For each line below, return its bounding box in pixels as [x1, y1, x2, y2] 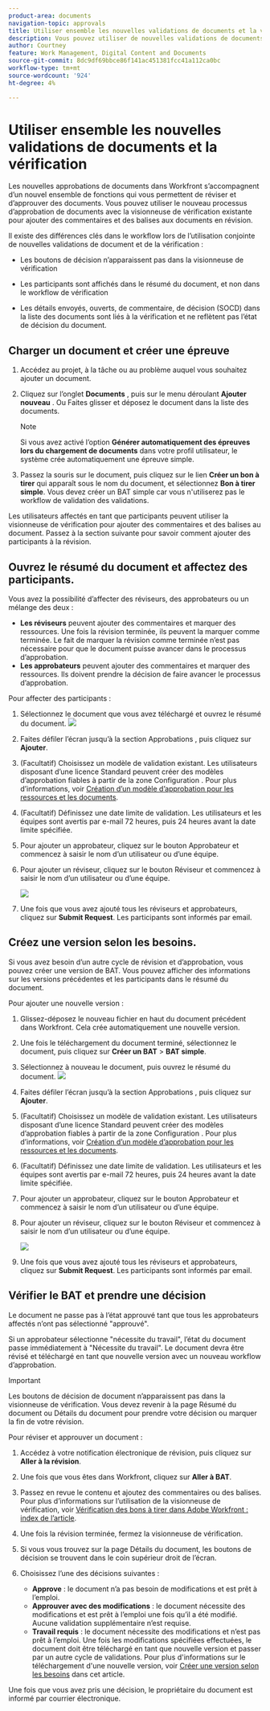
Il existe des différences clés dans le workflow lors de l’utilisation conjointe [8, 231, 256, 241]
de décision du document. [19, 321, 107, 330]
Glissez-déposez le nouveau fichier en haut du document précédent [19, 1013, 247, 1023]
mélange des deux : [8, 603, 74, 612]
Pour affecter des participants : [8, 694, 112, 703]
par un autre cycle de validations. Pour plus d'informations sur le [31, 1652, 246, 1662]
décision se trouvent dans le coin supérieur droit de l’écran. [19, 1553, 217, 1562]
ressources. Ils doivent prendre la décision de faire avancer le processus [19, 669, 261, 679]
